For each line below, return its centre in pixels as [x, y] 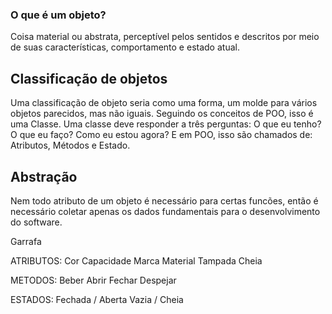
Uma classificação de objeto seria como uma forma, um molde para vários [164, 103]
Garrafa [26, 241]
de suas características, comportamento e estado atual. [125, 47]
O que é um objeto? [58, 15]
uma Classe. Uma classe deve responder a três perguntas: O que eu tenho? [166, 124]
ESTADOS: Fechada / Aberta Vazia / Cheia [97, 299]
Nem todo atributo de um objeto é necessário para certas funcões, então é [164, 200]
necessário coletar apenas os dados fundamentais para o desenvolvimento [165, 211]
